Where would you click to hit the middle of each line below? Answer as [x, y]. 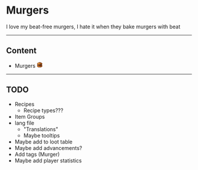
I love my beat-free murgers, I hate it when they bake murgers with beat [93, 27]
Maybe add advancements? [48, 148]
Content [22, 51]
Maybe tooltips [42, 135]
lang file [24, 123]
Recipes [24, 104]
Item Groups [30, 116]
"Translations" [41, 129]
